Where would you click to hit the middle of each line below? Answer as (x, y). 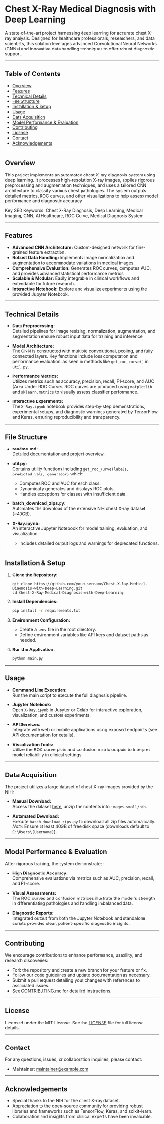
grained (20, 252)
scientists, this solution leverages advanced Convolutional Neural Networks (81, 43)
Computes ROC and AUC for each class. (60, 483)
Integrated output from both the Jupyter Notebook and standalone (79, 918)
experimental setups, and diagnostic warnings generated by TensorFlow (85, 412)
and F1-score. (26, 884)
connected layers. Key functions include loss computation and (75, 356)
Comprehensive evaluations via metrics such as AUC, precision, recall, (83, 878)
